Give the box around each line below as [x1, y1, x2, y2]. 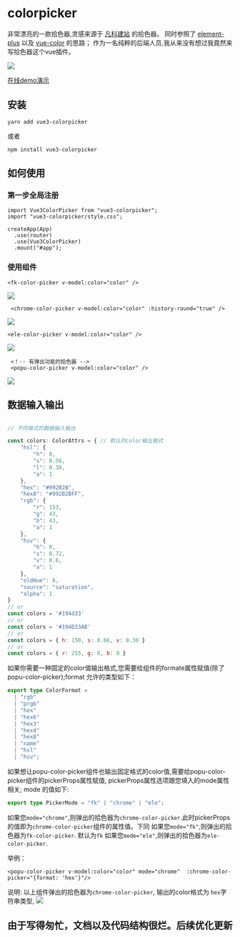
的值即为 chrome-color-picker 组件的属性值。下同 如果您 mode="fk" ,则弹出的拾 [7, 822, 232, 830]
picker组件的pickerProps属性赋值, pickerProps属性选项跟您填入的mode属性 [7, 776, 230, 784]
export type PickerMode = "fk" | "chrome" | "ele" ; [7, 799, 164, 807]
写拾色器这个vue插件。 [7, 47, 75, 56]
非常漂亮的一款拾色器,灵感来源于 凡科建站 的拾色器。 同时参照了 [7, 29, 196, 38]
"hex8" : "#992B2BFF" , [20, 491, 84, 498]
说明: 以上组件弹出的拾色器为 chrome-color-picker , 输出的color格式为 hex [7, 887, 221, 896]
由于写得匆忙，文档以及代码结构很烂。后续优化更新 [7, 919, 233, 932]
